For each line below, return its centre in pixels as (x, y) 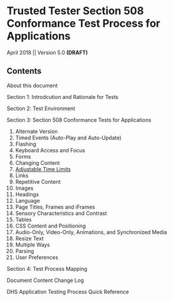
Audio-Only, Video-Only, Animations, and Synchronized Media (91, 232)
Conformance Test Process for (84, 23)
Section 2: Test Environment (41, 108)
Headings (27, 194)
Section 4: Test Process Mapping (47, 268)
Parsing (25, 251)
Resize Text (29, 238)
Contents (24, 71)
